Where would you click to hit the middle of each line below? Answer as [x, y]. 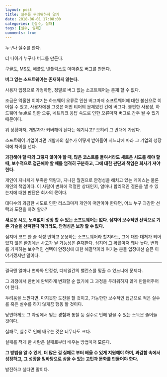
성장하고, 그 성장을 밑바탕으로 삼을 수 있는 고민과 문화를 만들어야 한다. [72, 359]
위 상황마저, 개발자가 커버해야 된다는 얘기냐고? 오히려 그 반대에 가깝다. [73, 130]
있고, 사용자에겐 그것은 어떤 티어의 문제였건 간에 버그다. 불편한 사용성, [87, 107]
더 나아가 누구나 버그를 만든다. [34, 58]
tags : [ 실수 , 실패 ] [23, 28]
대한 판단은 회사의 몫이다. [43, 192]
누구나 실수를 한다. [23, 47]
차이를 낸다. [26, 146]
